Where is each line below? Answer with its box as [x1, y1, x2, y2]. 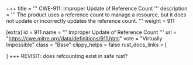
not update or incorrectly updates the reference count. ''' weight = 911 [6, 18, 175, 24]
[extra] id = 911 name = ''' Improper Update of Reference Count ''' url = [6, 29, 177, 36]
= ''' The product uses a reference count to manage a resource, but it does [6, 11, 187, 18]
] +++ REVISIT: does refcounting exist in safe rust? [6, 53, 128, 59]
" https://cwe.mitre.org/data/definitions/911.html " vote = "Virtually [6, 35, 163, 42]
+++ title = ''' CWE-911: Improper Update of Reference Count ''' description [6, 5, 188, 12]
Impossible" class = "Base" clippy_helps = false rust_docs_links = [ [6, 41, 167, 48]
